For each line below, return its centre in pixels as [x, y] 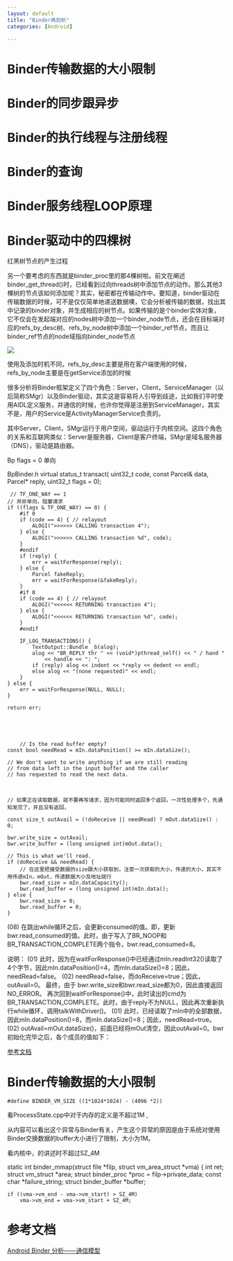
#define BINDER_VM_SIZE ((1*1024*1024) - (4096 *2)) [85, 1102]
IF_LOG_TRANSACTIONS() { [55, 641]
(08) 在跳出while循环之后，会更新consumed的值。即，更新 [91, 927]
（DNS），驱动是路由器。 [43, 446]
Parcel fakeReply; [59, 575]
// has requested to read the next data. [68, 775]
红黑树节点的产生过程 [37, 261]
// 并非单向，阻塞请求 [35, 502]
